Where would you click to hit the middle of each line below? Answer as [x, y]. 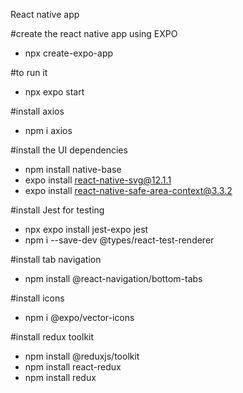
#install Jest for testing [57, 210]
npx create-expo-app [69, 53]
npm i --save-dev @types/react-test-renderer [119, 240]
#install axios [37, 111]
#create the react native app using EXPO [94, 33]
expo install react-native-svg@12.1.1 [98, 180]
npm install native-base [73, 169]
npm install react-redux [73, 367]
